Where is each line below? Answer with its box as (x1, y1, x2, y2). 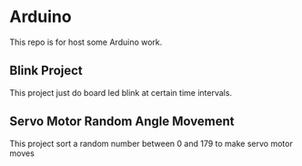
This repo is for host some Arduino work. (9, 36, 163, 47)
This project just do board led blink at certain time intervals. (9, 87, 233, 98)
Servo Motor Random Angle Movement (9, 114, 235, 130)
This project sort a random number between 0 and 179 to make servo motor (9, 138, 293, 149)
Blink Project (9, 63, 84, 78)
